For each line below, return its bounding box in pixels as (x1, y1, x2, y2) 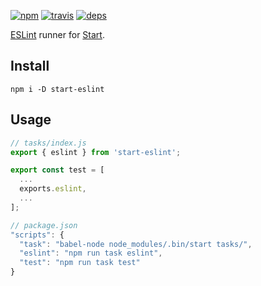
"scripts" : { (10, 230, 65, 240)
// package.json (10, 220, 78, 230)
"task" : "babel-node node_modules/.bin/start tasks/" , (19, 239, 253, 249)
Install (10, 58, 50, 75)
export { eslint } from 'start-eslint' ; (10, 147, 182, 157)
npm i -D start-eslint (10, 84, 105, 94)
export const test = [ (10, 165, 105, 175)
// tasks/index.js (10, 138, 87, 148)
